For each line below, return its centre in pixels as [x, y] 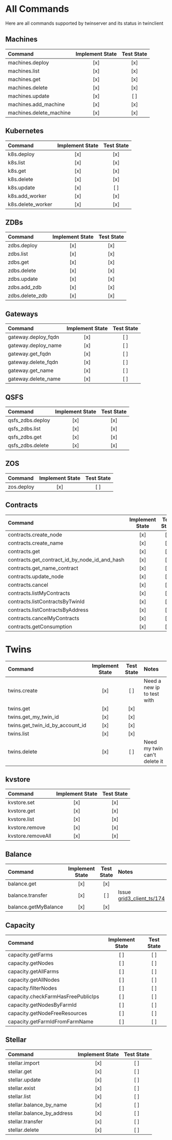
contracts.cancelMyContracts [44, 618]
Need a [152, 681]
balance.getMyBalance [36, 907]
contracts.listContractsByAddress [48, 610]
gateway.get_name [31, 371]
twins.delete [23, 751]
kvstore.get [21, 811]
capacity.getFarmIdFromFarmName [51, 1021]
